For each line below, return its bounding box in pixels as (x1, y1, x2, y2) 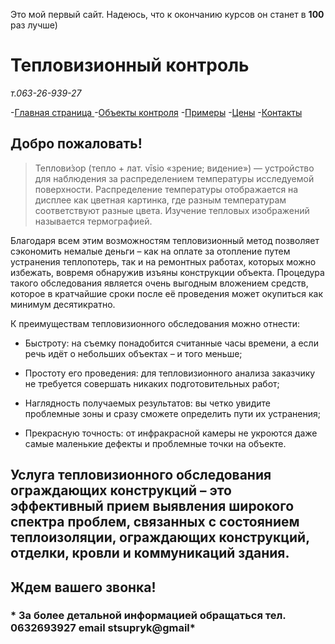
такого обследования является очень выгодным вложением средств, (10, 277, 309, 289)
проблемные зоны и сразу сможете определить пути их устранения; (24, 407, 321, 419)
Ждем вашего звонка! (10, 579, 157, 596)
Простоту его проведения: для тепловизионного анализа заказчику (24, 367, 316, 379)
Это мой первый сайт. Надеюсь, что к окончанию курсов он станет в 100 (10, 9, 325, 20)
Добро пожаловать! (10, 135, 143, 153)
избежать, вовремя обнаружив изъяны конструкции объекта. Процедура (10, 266, 325, 278)
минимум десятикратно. (10, 298, 116, 310)
